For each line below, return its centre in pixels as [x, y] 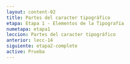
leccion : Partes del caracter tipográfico [61, 35]
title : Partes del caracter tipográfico [59, 18]
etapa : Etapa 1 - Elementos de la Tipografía [65, 23]
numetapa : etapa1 [28, 29]
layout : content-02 [31, 12]
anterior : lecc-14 [30, 40]
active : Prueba [26, 52]
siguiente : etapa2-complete [42, 46]
